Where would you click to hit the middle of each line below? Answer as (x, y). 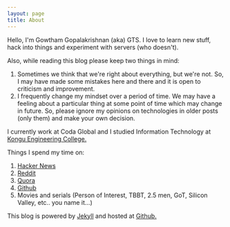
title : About (26, 20)
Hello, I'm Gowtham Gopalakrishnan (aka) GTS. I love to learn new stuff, (109, 39)
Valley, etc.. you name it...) (55, 202)
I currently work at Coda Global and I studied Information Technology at (109, 131)
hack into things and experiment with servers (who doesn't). (93, 47)
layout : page (26, 13)
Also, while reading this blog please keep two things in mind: (93, 60)
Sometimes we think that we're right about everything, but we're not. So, (121, 74)
